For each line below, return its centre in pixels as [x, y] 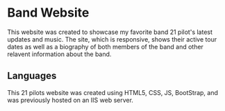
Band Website [48, 13]
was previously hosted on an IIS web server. [70, 100]
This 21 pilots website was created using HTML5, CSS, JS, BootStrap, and [113, 92]
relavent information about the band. [59, 54]
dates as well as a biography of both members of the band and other [105, 46]
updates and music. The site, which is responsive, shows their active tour [112, 39]
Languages [32, 76]
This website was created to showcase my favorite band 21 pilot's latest [110, 32]
